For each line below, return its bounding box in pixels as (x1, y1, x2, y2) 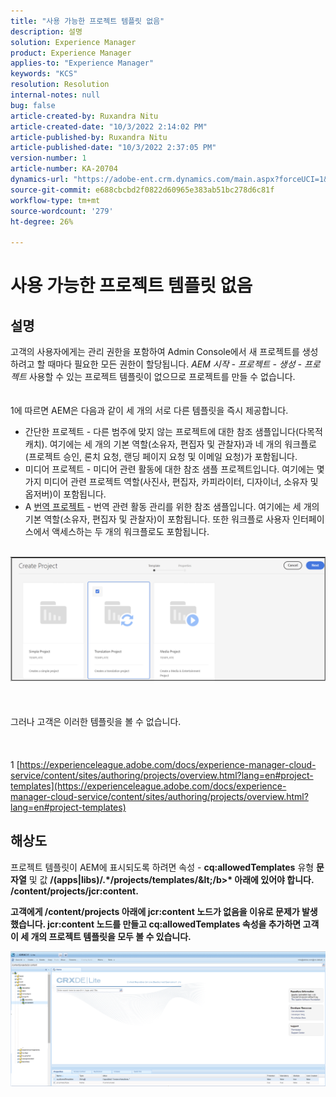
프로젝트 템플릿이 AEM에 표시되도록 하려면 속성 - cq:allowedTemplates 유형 (10, 861, 315, 873)
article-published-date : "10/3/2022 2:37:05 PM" (10, 143, 217, 153)
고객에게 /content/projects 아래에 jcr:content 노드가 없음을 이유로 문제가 (10, 905, 300, 917)
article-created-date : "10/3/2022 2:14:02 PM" (10, 121, 208, 132)
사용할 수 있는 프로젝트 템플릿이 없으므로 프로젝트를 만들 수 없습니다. (28, 371, 296, 383)
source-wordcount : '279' (10, 206, 114, 216)
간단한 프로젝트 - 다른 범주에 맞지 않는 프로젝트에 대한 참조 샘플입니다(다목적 (24, 426, 323, 438)
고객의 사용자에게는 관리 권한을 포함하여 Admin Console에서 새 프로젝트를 (10, 346, 300, 358)
